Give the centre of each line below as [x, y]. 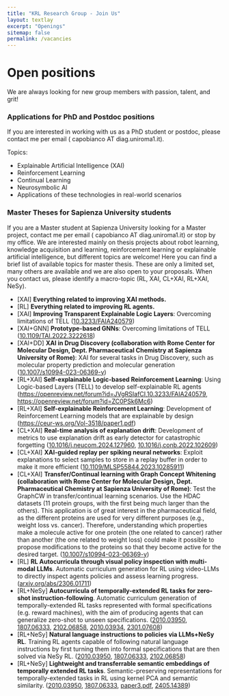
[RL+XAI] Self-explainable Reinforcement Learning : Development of [114, 408]
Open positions [51, 73]
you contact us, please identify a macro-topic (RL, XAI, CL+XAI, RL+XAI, [108, 278]
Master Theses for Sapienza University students [89, 213]
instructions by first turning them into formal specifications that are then [118, 649]
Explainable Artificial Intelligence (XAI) [71, 166]
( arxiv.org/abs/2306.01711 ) [54, 583]
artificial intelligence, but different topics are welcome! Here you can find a [112, 256]
